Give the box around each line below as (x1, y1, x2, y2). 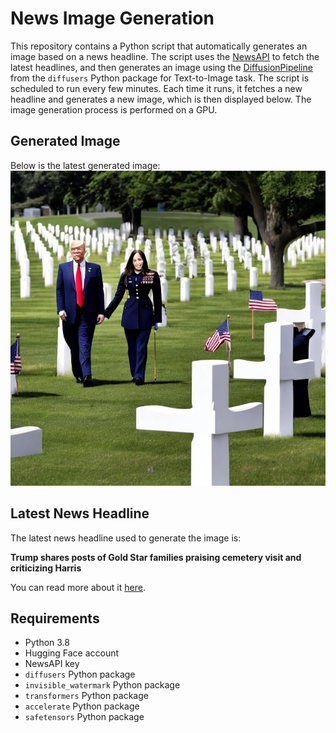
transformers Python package (24, 690, 149, 702)
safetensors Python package (24, 711, 145, 723)
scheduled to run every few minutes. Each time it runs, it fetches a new (10, 82, 303, 94)
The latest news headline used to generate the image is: (10, 532, 242, 544)
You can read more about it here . (10, 581, 146, 593)
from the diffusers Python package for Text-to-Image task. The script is (10, 72, 310, 84)
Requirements (10, 610, 100, 627)
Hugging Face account (24, 647, 120, 659)
